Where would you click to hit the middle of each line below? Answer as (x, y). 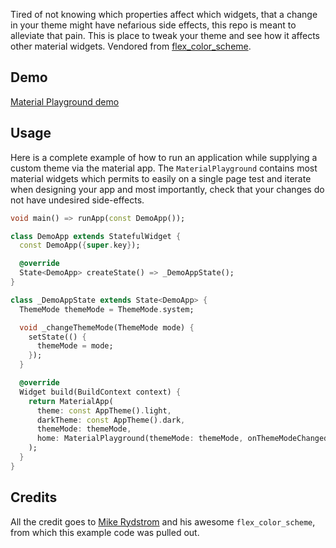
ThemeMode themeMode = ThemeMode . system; (107, 309)
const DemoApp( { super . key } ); (80, 245)
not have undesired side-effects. (77, 200)
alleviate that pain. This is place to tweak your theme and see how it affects (165, 35)
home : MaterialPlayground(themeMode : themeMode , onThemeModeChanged (182, 439)
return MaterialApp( (71, 401)
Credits (34, 497)
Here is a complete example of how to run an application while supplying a (164, 157)
